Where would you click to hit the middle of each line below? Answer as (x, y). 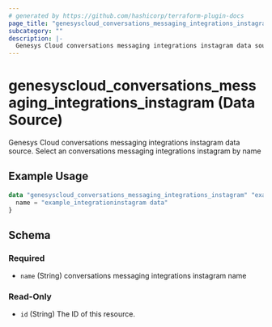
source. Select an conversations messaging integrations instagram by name (135, 151)
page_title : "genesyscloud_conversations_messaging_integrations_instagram (139, 23)
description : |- (36, 38)
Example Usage (49, 176)
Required (27, 258)
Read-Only (30, 297)
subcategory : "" (36, 31)
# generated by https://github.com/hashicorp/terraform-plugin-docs (126, 16)
